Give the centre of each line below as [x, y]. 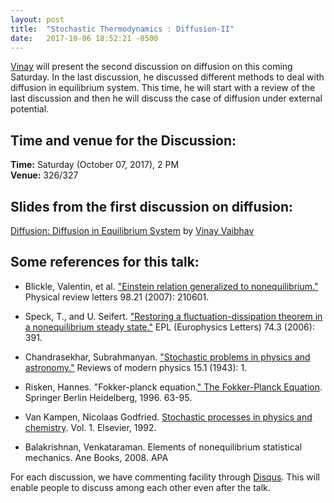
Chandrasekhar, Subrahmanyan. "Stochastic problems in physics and [167, 357]
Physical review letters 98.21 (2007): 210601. [117, 297]
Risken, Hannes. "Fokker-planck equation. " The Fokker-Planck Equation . [173, 387]
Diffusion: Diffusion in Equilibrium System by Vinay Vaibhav [132, 230]
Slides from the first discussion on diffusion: [151, 206]
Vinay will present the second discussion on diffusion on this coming [151, 67]
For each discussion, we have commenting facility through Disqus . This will [165, 477]
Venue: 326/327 [44, 175]
